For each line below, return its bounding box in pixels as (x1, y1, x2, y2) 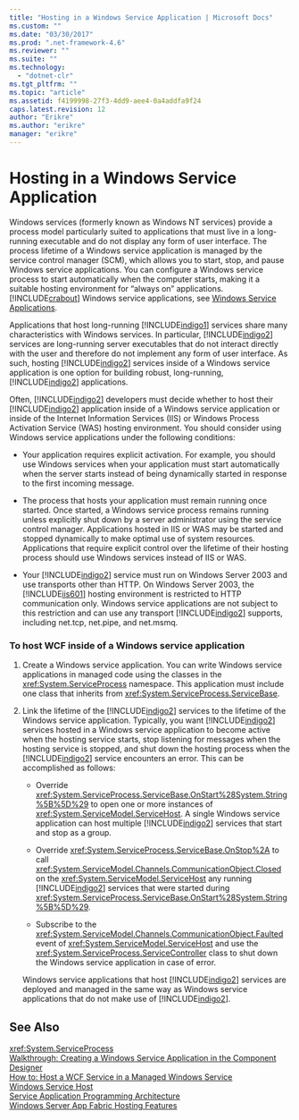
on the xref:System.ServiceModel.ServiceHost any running (35, 873, 253, 884)
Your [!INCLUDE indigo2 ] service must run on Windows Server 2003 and (21, 569, 288, 580)
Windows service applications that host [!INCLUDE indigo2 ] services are (21, 974, 287, 985)
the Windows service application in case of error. (35, 957, 217, 968)
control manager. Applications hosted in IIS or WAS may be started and (21, 523, 284, 534)
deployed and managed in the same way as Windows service (21, 984, 248, 995)
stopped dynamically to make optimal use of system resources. (21, 533, 256, 544)
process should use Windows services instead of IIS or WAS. (21, 552, 247, 563)
